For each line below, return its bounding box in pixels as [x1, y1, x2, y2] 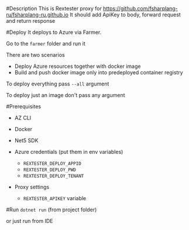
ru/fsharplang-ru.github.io [6, 11, 69, 18]
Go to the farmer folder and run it [6, 40, 86, 47]
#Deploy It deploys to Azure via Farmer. [6, 29, 102, 36]
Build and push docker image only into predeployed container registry [14, 69, 183, 75]
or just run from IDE [6, 218, 54, 224]
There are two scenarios [6, 52, 66, 58]
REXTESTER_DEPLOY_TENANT [23, 173, 84, 179]
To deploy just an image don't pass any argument [6, 92, 125, 98]
